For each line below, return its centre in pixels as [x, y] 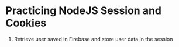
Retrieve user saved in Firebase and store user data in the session [93, 39]
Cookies [26, 23]
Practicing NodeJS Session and [84, 11]
